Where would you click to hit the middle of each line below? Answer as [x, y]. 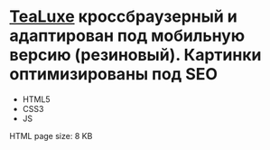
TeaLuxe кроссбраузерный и [123, 17]
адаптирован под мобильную [127, 36]
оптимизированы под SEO [114, 75]
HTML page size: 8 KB [51, 136]
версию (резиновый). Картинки [135, 55]
